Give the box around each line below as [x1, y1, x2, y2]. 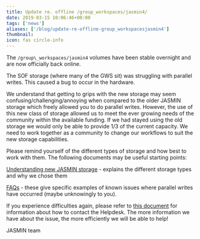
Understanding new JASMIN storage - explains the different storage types [6, 165, 192, 173]
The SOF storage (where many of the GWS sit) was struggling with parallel [6, 72, 193, 79]
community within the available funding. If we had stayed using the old [6, 116, 183, 123]
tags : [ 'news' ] [6, 20, 45, 26]
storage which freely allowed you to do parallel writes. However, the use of [6, 103, 193, 110]
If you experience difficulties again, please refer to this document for [6, 202, 178, 209]
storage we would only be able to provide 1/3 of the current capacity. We [6, 123, 188, 130]
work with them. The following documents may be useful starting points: [6, 154, 187, 161]
